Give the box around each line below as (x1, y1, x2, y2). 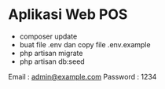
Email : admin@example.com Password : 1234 (8, 72, 157, 81)
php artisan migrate (19, 48, 83, 57)
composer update (19, 32, 78, 41)
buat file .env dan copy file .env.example (19, 39, 151, 49)
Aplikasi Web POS (8, 6, 128, 24)
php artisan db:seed (19, 57, 85, 66)
